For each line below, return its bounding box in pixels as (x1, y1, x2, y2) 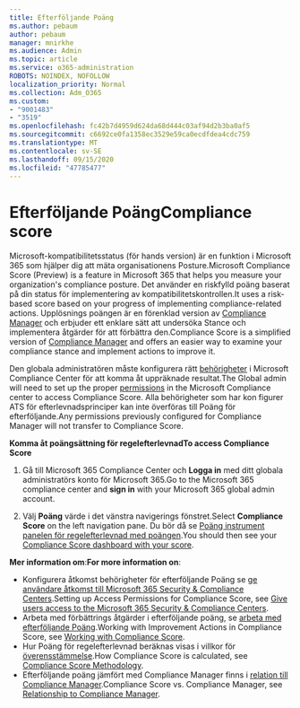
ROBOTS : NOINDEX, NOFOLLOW (9, 72, 110, 81)
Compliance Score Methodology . (21, 660, 144, 671)
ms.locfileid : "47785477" (9, 163, 106, 172)
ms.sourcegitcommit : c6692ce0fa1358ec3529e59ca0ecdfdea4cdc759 (9, 130, 251, 139)
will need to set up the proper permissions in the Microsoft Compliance (9, 382, 271, 393)
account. (21, 494, 56, 504)
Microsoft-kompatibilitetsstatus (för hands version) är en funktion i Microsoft (9, 250, 292, 261)
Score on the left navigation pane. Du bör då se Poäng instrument (21, 520, 265, 531)
